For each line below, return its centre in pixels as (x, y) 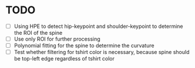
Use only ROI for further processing (57, 39)
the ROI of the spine (38, 33)
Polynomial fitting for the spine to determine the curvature (84, 46)
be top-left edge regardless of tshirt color (64, 59)
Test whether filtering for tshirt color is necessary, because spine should (102, 52)
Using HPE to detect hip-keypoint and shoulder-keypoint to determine (98, 26)
